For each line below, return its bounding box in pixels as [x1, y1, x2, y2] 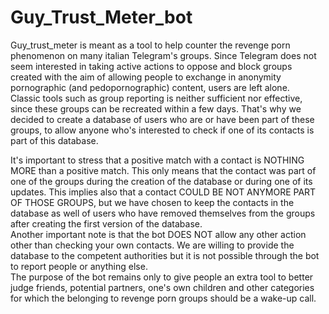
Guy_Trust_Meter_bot [10, 6, 193, 29]
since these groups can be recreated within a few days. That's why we [10, 102, 302, 115]
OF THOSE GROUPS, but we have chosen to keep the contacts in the [10, 196, 295, 208]
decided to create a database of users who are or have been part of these [10, 113, 315, 125]
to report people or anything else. [10, 260, 148, 272]
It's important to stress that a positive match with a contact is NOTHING [10, 154, 305, 166]
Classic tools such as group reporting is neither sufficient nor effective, [10, 92, 303, 104]
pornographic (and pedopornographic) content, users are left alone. [10, 81, 290, 93]
